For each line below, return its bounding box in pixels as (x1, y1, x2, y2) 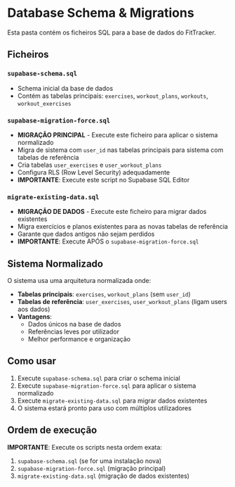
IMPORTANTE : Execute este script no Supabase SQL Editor (17, 175, 190, 184)
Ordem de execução (7, 424, 98, 436)
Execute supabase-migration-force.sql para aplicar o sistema (17, 381, 196, 390)
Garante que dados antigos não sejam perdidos (17, 230, 155, 239)
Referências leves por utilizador (27, 327, 119, 336)
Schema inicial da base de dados (17, 84, 114, 92)
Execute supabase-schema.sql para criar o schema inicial (17, 374, 180, 382)
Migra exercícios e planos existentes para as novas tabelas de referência (17, 222, 228, 231)
